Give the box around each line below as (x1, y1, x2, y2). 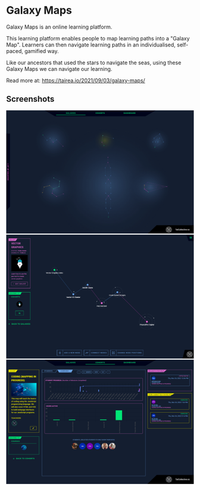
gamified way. (24, 47, 60, 54)
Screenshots (6, 94, 55, 104)
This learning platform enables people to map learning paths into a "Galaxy (6, 35, 190, 42)
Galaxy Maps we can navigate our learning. (6, 65, 112, 72)
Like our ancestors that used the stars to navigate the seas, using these (6, 59, 182, 66)
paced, (6, 47, 24, 54)
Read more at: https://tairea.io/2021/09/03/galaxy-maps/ (6, 77, 146, 84)
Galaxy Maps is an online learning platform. (6, 23, 112, 30)
